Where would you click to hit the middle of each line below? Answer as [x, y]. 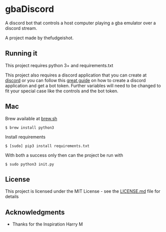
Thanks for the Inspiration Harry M [48, 224]
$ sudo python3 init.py [30, 164]
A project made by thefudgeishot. [39, 38]
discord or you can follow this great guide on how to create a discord [76, 80]
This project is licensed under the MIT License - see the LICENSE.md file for [83, 191]
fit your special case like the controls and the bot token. [62, 91]
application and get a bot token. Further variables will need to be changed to [83, 85]
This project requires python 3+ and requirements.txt [59, 65]
